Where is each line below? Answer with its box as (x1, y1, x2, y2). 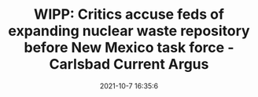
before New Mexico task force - (24, 39, 234, 56)
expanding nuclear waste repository (8, 22, 250, 40)
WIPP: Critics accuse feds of (33, 5, 225, 23)
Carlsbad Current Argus (49, 56, 209, 74)
